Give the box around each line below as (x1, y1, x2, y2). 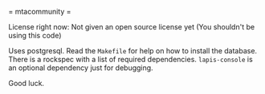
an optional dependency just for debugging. (8, 63, 154, 72)
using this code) (8, 31, 62, 40)
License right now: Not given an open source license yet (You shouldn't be (8, 22, 255, 31)
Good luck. (8, 79, 45, 88)
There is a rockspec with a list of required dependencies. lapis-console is (8, 55, 253, 64)
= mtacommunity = (8, 7, 71, 16)
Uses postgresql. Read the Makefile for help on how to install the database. (8, 46, 258, 55)
